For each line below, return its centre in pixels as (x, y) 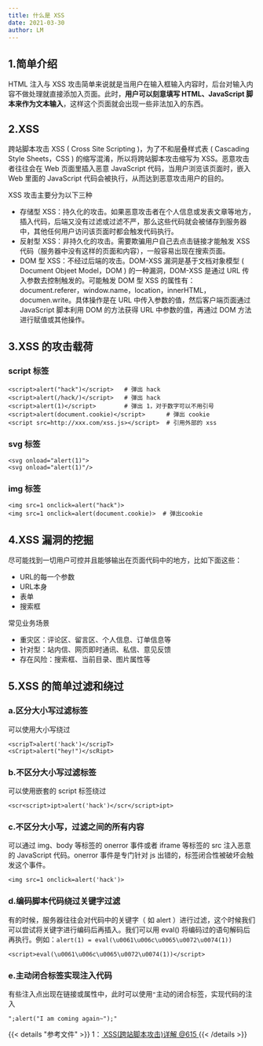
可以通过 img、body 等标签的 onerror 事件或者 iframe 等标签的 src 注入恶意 (130, 846)
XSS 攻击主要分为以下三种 (50, 195)
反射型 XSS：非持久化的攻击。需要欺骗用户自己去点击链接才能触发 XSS (135, 241)
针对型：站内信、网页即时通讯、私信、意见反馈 (95, 649)
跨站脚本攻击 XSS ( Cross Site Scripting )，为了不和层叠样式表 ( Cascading (129, 149)
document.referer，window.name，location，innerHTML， (115, 290)
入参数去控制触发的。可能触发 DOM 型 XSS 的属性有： (107, 280)
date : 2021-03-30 (37, 23)
